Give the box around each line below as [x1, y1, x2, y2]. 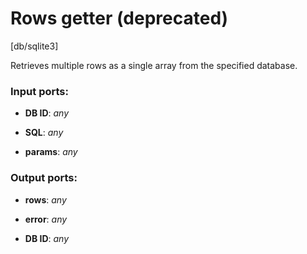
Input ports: [10, 84, 69, 98]
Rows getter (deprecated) [10, 7, 229, 30]
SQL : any [24, 127, 64, 139]
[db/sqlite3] [10, 40, 59, 52]
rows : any [24, 193, 67, 206]
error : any [24, 213, 68, 225]
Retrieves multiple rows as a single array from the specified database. [10, 59, 298, 71]
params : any [24, 146, 78, 158]
